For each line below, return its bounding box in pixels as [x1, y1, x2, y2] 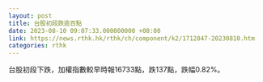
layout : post [8, 11, 53, 20]
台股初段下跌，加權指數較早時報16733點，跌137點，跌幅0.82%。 [8, 65, 225, 75]
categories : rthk [8, 42, 67, 50]
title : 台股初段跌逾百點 [8, 19, 83, 27]
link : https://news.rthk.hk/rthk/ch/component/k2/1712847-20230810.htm [8, 34, 255, 43]
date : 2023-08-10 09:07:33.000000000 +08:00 [8, 27, 161, 35]
